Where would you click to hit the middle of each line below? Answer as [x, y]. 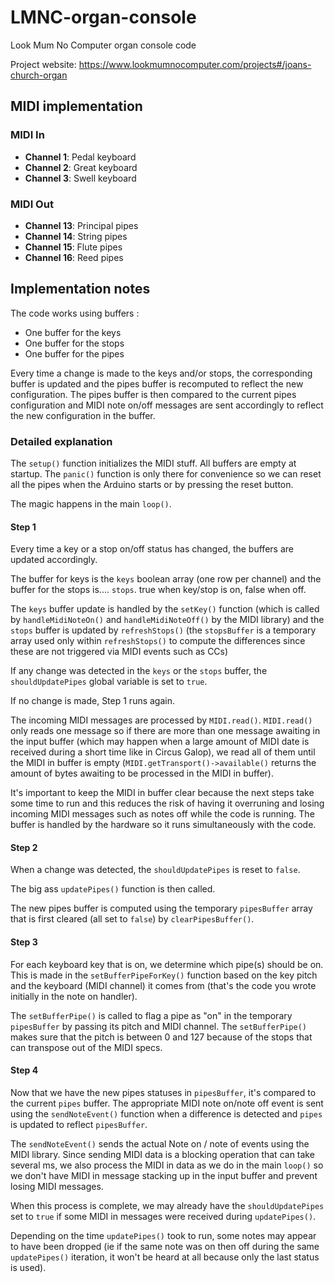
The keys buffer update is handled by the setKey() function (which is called [165, 609]
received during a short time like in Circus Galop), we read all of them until [163, 752]
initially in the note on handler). [74, 996]
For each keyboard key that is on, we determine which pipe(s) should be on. [167, 964]
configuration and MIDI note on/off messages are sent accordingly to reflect [167, 405]
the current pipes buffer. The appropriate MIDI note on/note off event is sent [167, 1103]
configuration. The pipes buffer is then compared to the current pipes [153, 394]
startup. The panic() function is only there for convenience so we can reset [166, 474]
